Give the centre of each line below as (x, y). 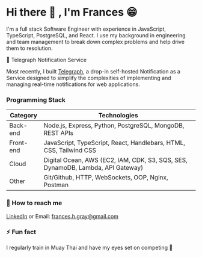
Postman (56, 185)
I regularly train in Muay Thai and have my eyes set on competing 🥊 (90, 247)
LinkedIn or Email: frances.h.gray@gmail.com (63, 216)
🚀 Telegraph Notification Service (47, 60)
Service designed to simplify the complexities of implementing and (89, 78)
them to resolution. (29, 48)
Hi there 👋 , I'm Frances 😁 (72, 12)
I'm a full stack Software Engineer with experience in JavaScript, (86, 29)
